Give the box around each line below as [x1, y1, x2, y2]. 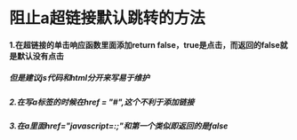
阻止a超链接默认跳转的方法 [9, 8, 206, 28]
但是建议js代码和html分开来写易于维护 [9, 73, 150, 83]
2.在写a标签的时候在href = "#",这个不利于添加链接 [9, 97, 195, 107]
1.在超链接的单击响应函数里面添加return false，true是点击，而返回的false [9, 39, 280, 50]
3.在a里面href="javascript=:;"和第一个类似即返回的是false [9, 121, 229, 131]
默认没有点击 [16, 51, 64, 61]
